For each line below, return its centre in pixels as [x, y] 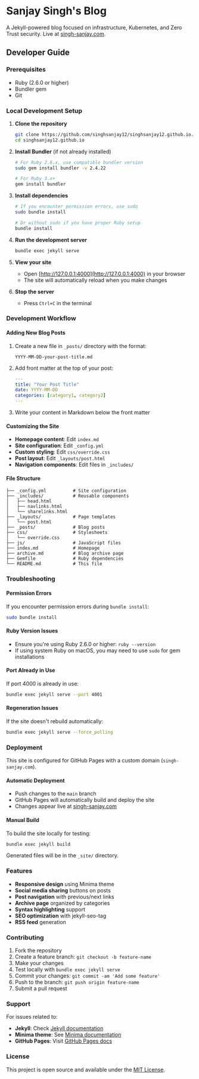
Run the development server [51, 240]
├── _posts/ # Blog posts [56, 528]
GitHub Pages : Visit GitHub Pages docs [63, 1041]
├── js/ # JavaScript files [63, 543]
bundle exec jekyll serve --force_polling [60, 732]
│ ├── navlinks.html [34, 507]
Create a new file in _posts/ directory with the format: [81, 346]
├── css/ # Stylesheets [57, 533]
